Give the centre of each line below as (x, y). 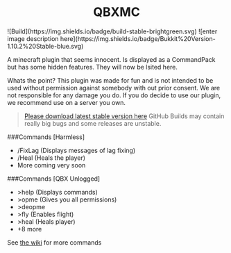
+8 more (29, 229)
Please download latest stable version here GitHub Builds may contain (124, 116)
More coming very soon (51, 165)
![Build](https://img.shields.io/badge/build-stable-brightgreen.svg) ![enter (112, 31)
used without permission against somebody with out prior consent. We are (114, 88)
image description (33, 38)
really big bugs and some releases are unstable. (93, 123)
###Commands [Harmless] (46, 137)
